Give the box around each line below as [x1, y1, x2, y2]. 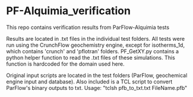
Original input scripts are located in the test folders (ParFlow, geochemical [6, 72, 188, 79]
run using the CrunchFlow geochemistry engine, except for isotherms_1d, [6, 41, 185, 48]
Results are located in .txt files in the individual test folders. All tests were [6, 35, 185, 42]
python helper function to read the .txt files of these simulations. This [6, 54, 175, 61]
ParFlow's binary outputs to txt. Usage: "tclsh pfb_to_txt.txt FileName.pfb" [6, 84, 188, 91]
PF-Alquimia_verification [6, 4, 131, 18]
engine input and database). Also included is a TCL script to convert [6, 78, 173, 85]
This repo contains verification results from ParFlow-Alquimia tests [6, 24, 170, 31]
